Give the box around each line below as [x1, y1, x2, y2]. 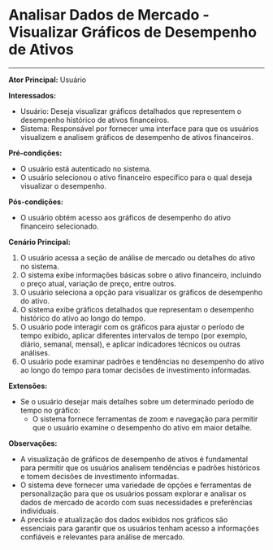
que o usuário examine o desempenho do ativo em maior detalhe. [32, 422, 252, 432]
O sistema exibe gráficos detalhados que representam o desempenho [19, 304, 254, 314]
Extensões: [8, 381, 48, 391]
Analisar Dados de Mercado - [8, 6, 210, 24]
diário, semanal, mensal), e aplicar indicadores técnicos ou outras [19, 339, 241, 349]
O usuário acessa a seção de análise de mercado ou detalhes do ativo [19, 252, 256, 262]
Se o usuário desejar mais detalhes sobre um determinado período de [19, 396, 254, 406]
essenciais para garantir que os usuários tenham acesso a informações [19, 523, 260, 533]
